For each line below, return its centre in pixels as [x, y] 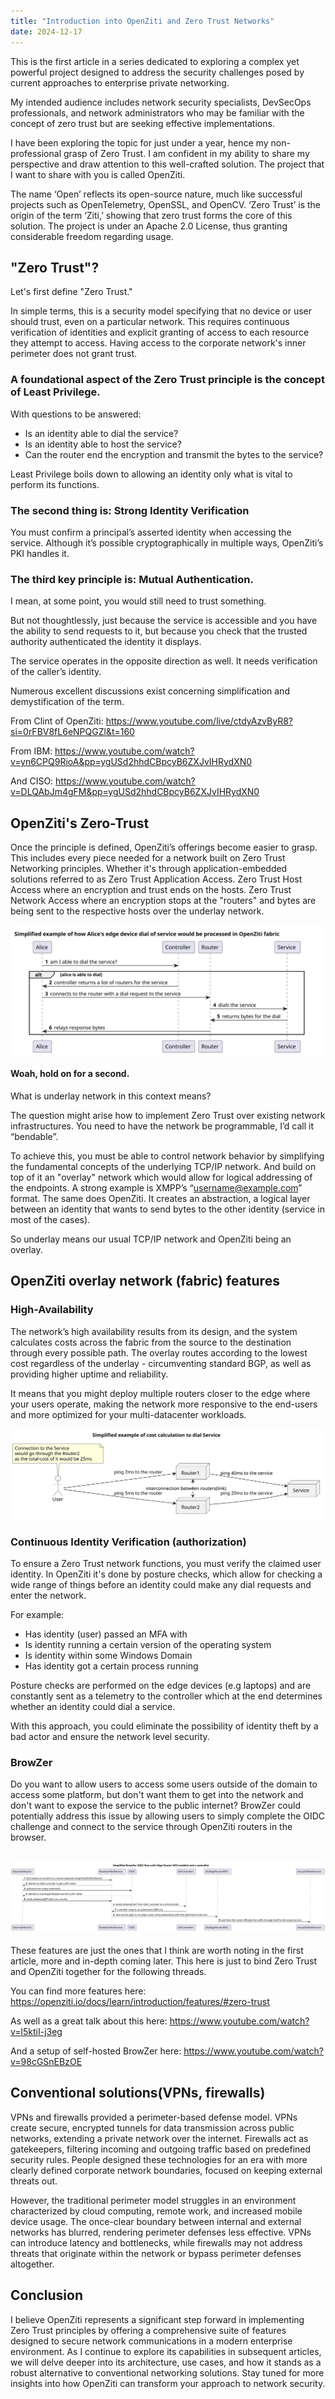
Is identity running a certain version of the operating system [148, 1645]
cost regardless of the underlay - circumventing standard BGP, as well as [161, 1363]
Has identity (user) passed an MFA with [106, 1634]
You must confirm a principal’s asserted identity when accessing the [151, 532]
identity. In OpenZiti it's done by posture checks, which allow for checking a [166, 1574]
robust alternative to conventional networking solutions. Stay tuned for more [167, 2372]
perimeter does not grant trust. [74, 354]
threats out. [34, 2181]
